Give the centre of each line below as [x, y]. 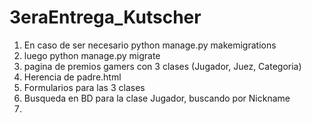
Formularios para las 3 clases [84, 87]
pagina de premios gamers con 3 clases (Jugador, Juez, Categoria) [162, 66]
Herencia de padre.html [72, 77]
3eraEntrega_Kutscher [105, 17]
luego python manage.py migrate [92, 55]
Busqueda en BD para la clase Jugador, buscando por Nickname [157, 98]
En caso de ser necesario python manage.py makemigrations [150, 45]
